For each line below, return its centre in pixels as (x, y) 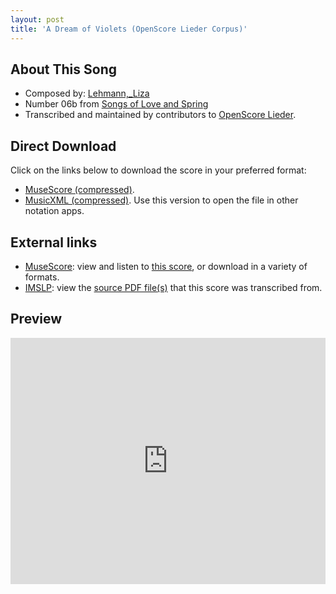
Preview (36, 319)
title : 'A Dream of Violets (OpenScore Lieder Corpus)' (129, 29)
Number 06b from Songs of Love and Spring (116, 104)
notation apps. (54, 211)
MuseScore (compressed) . (79, 190)
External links (54, 242)
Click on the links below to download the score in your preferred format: (158, 170)
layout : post (37, 19)
